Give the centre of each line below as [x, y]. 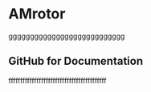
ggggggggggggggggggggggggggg [67, 36]
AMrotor [37, 14]
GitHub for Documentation [76, 61]
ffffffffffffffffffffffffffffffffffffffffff [57, 80]
